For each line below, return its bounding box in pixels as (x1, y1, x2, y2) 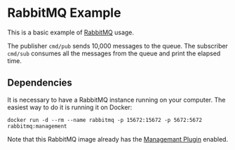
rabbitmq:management (7, 123, 68, 130)
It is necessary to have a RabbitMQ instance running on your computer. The (7, 95, 226, 104)
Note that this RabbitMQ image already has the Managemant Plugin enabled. (7, 135, 229, 143)
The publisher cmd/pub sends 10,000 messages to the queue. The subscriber (7, 41, 228, 50)
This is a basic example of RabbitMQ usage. (7, 28, 135, 36)
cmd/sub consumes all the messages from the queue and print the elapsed (7, 49, 221, 57)
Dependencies (7, 77, 72, 89)
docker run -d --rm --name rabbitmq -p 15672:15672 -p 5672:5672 (7, 116, 202, 123)
